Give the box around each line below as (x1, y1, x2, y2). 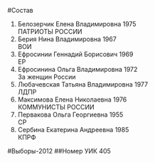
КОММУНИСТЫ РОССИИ (17, 103, 95, 111)
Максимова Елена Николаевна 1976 (17, 95, 127, 104)
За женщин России (17, 72, 76, 81)
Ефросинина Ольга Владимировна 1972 (17, 65, 138, 73)
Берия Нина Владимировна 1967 (17, 35, 117, 43)
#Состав (7, 6, 33, 14)
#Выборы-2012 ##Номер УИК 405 (7, 147, 112, 155)
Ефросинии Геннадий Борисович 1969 (17, 50, 134, 58)
